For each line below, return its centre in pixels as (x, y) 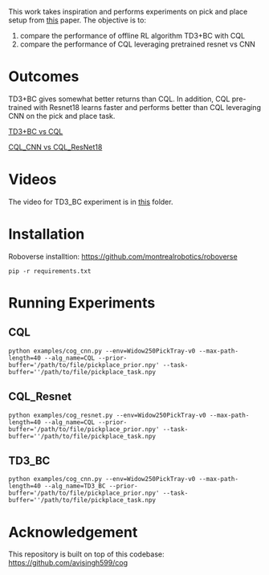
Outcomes (44, 77)
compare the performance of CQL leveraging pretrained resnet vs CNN (137, 44)
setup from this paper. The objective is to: (77, 20)
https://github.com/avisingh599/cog (68, 563)
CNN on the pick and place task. (62, 116)
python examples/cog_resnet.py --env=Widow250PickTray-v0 (107, 415)
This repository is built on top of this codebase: (86, 554)
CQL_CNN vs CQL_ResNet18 (55, 147)
